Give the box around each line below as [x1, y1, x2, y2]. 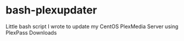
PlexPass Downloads [5, 29, 57, 36]
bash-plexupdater [5, 4, 98, 17]
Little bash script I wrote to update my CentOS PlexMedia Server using [5, 23, 179, 30]
